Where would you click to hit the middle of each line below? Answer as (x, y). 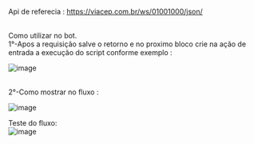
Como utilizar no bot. (43, 36)
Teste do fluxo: (33, 123)
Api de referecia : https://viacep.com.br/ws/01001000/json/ (106, 12)
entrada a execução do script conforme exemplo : (91, 52)
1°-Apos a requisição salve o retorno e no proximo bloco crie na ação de (127, 44)
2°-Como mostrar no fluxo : (54, 92)
